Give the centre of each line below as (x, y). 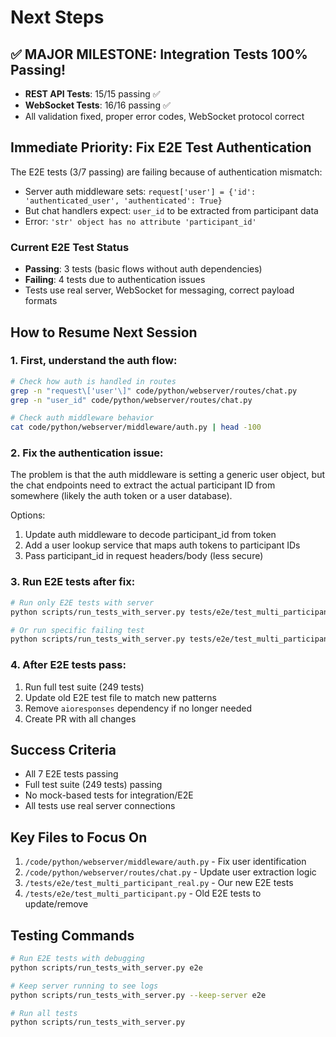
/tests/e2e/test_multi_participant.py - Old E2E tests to (143, 893)
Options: (28, 515)
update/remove (56, 904)
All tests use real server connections (100, 806)
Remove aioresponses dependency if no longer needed (138, 708)
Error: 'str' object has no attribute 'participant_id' (140, 221)
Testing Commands (72, 935)
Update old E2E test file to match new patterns (120, 697)
